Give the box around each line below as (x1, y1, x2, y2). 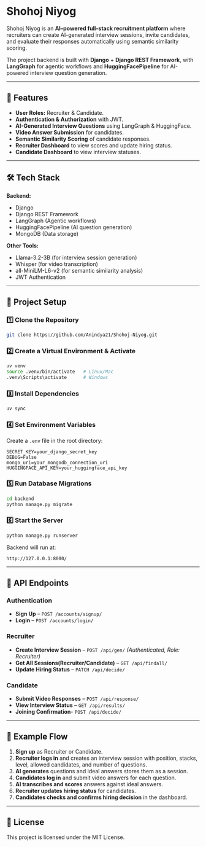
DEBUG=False (6, 454, 37, 460)
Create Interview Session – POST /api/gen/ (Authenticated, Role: (15, 646, 180, 654)
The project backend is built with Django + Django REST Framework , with (6, 56, 194, 63)
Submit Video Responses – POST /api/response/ (15, 695, 139, 703)
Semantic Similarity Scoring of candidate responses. (15, 135, 151, 142)
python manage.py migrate (6, 501, 72, 507)
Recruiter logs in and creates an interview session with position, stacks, (15, 754, 198, 762)
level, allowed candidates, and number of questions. (15, 760, 147, 768)
